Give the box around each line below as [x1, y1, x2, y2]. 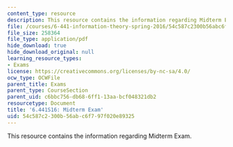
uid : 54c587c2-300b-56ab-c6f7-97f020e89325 [7, 112, 135, 119]
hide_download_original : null [7, 49, 95, 56]
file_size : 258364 [7, 29, 60, 37]
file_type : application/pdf [7, 36, 89, 43]
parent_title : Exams [7, 81, 67, 88]
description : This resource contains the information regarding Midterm [7, 17, 222, 23]
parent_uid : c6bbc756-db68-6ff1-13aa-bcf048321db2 [7, 94, 157, 101]
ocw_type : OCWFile [7, 74, 60, 81]
